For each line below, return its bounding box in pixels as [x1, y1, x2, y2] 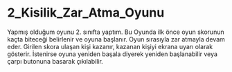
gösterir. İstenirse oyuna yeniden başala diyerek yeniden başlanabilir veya [7, 50, 218, 58]
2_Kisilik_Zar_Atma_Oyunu [7, 5, 165, 21]
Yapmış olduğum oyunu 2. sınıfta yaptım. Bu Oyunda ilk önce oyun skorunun [7, 28, 224, 36]
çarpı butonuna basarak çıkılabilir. [7, 57, 104, 65]
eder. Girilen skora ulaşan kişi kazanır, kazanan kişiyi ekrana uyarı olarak [7, 42, 213, 51]
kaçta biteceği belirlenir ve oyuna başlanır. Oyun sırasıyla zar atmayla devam [7, 35, 225, 43]
